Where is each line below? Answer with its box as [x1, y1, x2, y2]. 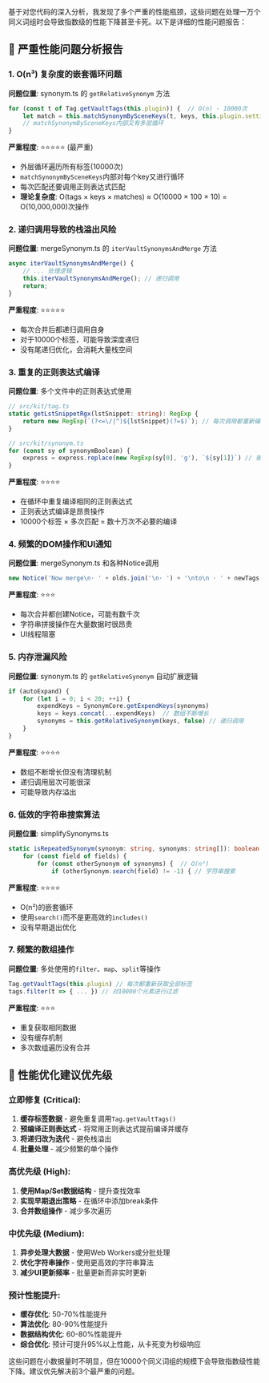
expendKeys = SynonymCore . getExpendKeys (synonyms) [37, 702, 210, 710]
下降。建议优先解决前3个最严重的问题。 [8, 1366, 139, 1377]
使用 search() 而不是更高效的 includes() [19, 912, 148, 922]
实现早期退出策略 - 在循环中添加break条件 [19, 1195, 159, 1205]
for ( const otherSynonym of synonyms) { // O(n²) [37, 859, 210, 867]
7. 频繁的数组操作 [8, 944, 74, 956]
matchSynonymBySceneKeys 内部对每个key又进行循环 [19, 172, 185, 182]
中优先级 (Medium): [8, 1227, 85, 1239]
